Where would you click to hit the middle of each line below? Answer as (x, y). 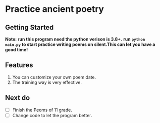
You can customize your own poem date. (54, 77)
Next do (18, 98)
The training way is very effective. (47, 82)
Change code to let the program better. (52, 115)
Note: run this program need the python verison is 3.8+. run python (75, 39)
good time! (17, 50)
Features (19, 65)
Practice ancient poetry (54, 9)
